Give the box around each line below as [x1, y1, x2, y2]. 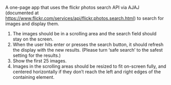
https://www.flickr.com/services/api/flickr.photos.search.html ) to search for [5, 15, 164, 21]
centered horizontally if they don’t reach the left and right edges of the [12, 69, 161, 75]
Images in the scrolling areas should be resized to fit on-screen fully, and [12, 63, 166, 69]
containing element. [12, 74, 55, 80]
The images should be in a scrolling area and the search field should [12, 31, 157, 36]
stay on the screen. [12, 36, 54, 42]
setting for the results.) [12, 52, 61, 58]
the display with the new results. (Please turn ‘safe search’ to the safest [12, 47, 163, 53]
